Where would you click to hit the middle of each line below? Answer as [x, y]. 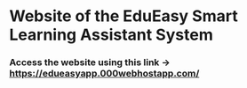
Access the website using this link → [90, 62]
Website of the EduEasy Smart [123, 16]
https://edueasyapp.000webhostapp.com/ [104, 74]
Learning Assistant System [111, 35]
